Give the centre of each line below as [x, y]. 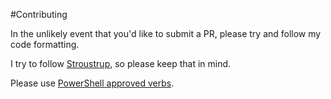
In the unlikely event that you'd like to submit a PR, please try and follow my [166, 33]
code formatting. [45, 44]
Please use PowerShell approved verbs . [92, 83]
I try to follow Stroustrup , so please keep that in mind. [121, 63]
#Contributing [39, 14]
